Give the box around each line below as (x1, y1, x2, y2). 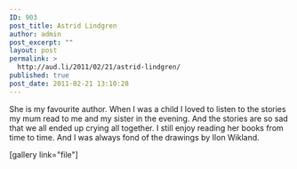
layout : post (9, 46, 58, 55)
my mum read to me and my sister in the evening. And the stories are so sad (9, 113, 289, 124)
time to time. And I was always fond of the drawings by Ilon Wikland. (9, 132, 260, 142)
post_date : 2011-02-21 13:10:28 (9, 79, 129, 88)
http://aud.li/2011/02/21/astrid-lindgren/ (17, 63, 181, 72)
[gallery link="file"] (9, 149, 78, 160)
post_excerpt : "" (9, 37, 74, 47)
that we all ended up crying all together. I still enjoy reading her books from (9, 122, 285, 133)
